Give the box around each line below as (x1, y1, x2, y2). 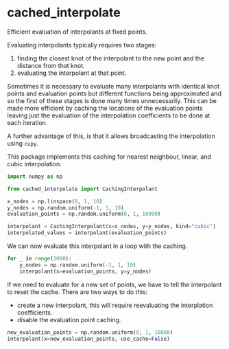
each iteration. (7, 118, 48, 126)
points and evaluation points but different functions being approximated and (7, 89, 221, 98)
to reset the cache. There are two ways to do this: (7, 287, 148, 296)
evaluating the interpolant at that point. (16, 69, 127, 77)
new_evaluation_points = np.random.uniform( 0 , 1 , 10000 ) (7, 328, 173, 336)
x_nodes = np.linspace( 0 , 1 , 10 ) (7, 198, 103, 205)
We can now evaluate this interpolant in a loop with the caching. (7, 242, 188, 250)
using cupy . (7, 139, 39, 147)
